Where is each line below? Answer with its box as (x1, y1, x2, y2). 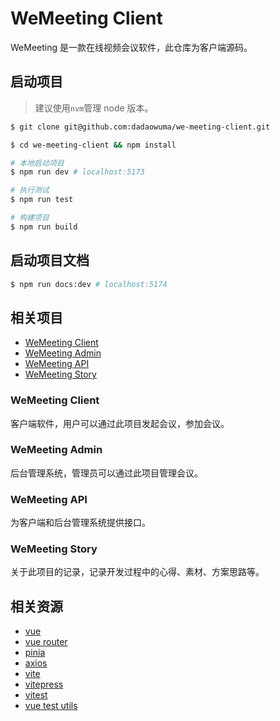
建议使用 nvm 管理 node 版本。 (34, 102, 154, 114)
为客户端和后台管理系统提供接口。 (10, 517, 151, 529)
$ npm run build (10, 222, 78, 232)
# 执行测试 (10, 185, 50, 196)
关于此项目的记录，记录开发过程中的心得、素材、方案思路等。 (10, 566, 265, 578)
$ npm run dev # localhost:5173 (10, 167, 145, 177)
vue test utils (24, 700, 78, 712)
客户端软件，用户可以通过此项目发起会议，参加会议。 (10, 417, 230, 429)
